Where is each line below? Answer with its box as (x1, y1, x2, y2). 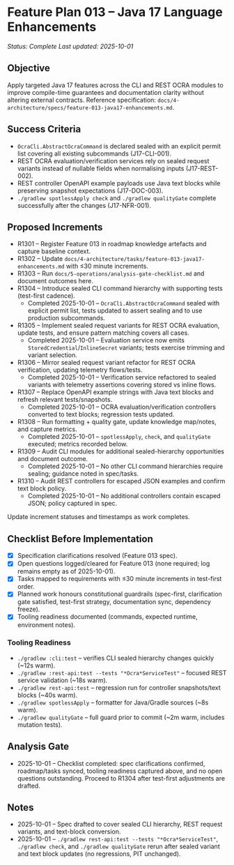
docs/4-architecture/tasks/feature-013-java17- (64, 256, 205, 263)
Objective (7, 62, 51, 74)
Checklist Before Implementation (7, 533, 153, 545)
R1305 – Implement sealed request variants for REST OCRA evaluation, (17, 322, 220, 330)
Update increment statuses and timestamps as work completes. (7, 513, 190, 521)
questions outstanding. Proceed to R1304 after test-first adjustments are (17, 774, 225, 782)
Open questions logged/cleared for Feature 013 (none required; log (17, 559, 210, 568)
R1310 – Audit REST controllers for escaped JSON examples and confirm (17, 477, 226, 486)
